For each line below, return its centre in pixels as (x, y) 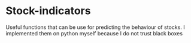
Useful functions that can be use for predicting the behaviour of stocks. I (95, 27)
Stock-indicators (48, 11)
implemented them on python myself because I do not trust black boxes (94, 33)
